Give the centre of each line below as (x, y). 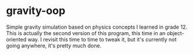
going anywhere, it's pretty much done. (54, 46)
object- (175, 33)
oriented (16, 39)
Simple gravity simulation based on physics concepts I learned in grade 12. (97, 27)
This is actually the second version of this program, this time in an (86, 33)
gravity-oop (36, 11)
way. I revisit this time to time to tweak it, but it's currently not (102, 39)
